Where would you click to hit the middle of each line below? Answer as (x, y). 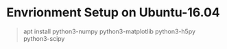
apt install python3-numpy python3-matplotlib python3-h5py (109, 31)
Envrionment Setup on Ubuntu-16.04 (113, 13)
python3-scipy (44, 38)
